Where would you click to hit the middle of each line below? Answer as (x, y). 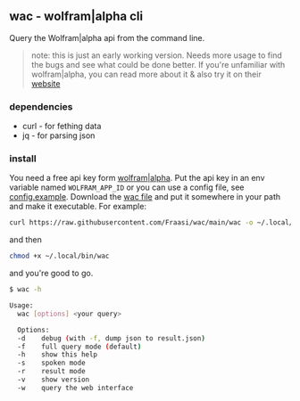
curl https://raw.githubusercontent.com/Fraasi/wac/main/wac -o (131, 223)
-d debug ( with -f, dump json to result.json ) (111, 338)
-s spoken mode (52, 363)
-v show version (54, 380)
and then (25, 240)
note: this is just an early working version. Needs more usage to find (157, 55)
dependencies (41, 106)
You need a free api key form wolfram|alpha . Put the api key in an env (137, 178)
